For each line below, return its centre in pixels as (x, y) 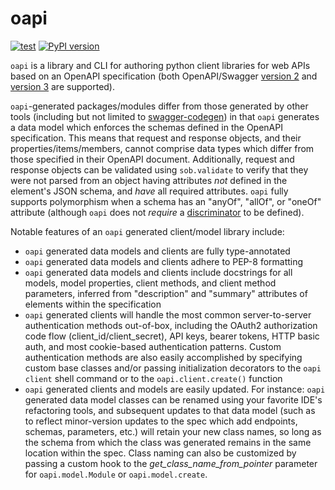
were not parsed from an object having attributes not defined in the (149, 180)
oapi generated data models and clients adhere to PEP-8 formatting (164, 261)
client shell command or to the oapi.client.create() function (153, 378)
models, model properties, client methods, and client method (150, 283)
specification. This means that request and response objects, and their (156, 138)
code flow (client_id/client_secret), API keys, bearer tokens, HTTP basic (172, 336)
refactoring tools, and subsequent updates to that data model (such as (170, 410)
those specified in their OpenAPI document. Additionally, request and (152, 159)
